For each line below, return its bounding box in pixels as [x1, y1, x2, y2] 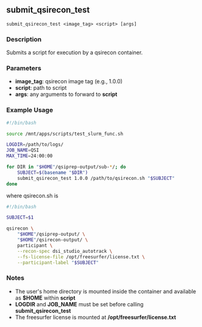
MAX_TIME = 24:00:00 [6, 153, 53, 159]
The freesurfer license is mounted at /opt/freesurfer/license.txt [15, 313, 177, 321]
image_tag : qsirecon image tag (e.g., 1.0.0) [15, 78, 123, 85]
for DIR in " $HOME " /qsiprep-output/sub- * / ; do [6, 164, 126, 170]
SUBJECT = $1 [6, 215, 34, 221]
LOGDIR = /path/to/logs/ [6, 142, 64, 148]
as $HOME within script [15, 294, 76, 301]
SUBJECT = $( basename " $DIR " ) [17, 170, 88, 176]
